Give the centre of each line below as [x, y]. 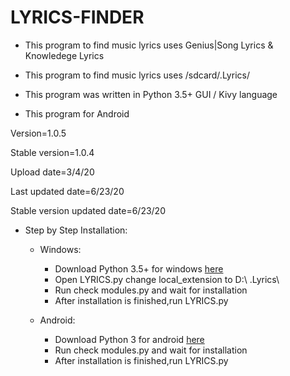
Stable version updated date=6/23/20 [88, 210]
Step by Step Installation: [76, 230]
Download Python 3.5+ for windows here [139, 268]
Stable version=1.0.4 [52, 152]
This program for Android [77, 113]
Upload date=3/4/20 [52, 172]
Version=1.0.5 [38, 133]
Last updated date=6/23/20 [67, 191]
